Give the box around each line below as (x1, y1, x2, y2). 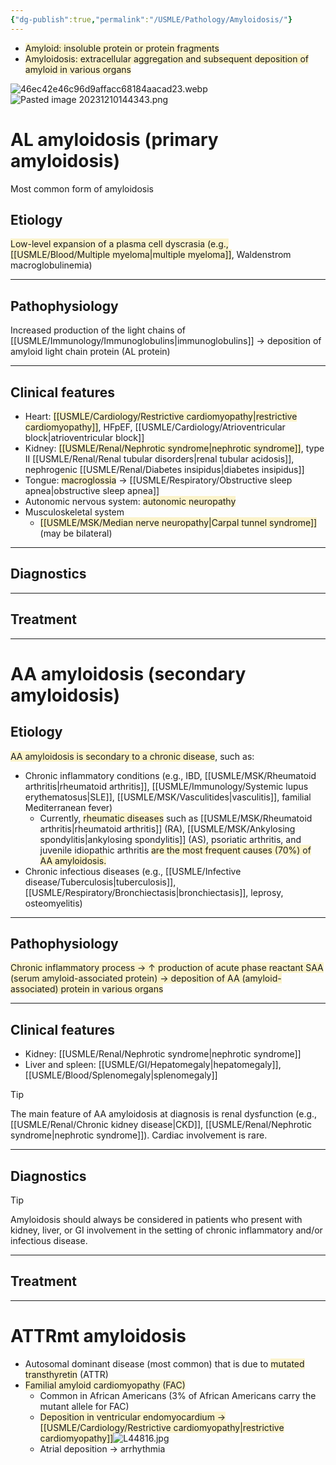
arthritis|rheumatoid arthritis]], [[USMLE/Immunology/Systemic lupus (24, 780, 309, 792)
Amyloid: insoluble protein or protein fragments (24, 42, 220, 54)
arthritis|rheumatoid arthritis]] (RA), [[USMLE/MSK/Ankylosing (39, 822, 296, 835)
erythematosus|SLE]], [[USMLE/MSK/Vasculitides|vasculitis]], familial (24, 791, 312, 803)
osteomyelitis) (24, 897, 83, 909)
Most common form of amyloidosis (10, 182, 155, 195)
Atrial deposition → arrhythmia (39, 1442, 166, 1455)
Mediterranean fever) (24, 801, 113, 813)
